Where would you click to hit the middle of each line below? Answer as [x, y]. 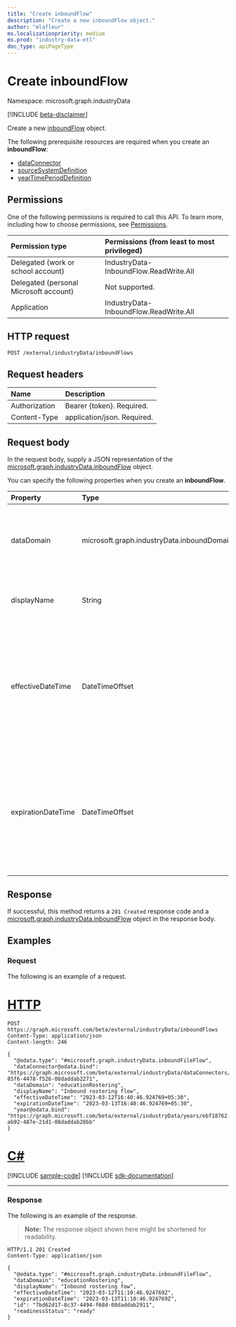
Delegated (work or [43, 262]
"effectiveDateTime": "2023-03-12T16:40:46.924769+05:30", [102, 1097]
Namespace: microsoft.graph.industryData [69, 101]
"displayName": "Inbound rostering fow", [75, 1286]
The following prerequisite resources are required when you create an [108, 141]
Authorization [33, 406]
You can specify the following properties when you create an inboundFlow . [117, 481]
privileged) [124, 250]
